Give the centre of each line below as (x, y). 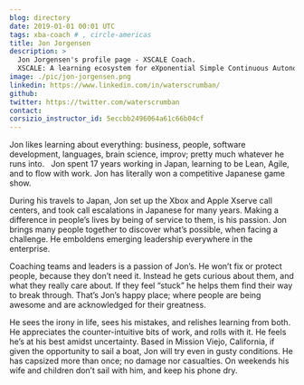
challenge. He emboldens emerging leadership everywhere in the (131, 239)
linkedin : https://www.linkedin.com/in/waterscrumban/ (115, 85)
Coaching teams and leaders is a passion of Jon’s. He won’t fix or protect (146, 266)
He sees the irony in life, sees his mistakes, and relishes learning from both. (150, 322)
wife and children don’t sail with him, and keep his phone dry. (123, 371)
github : (24, 93)
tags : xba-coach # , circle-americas (81, 34)
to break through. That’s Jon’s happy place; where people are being (135, 295)
